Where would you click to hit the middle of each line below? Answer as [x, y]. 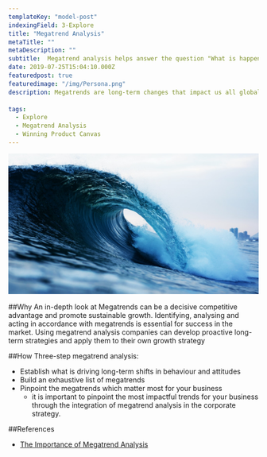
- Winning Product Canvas [58, 134]
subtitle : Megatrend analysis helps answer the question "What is [122, 59]
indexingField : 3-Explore [51, 25]
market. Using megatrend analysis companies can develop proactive [120, 332]
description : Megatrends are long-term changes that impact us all [122, 92]
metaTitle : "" [32, 42]
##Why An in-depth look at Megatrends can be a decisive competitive [123, 307]
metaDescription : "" [43, 50]
